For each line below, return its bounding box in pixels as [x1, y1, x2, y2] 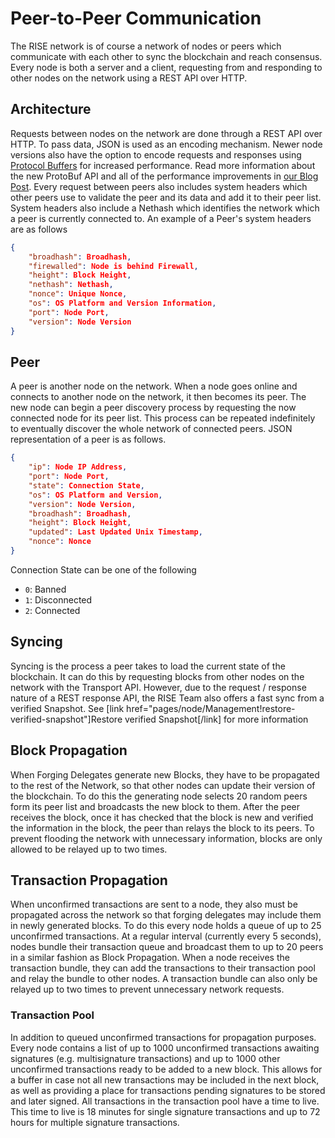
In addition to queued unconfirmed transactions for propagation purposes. [10, 1031, 317, 1043]
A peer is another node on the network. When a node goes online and [10, 380, 298, 392]
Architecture [10, 101, 92, 118]
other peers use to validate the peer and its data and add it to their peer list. [10, 191, 322, 203]
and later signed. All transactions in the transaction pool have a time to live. [10, 1095, 320, 1107]
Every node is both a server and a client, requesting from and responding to [10, 61, 323, 73]
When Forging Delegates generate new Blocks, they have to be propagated [10, 768, 320, 781]
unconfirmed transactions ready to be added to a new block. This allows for [10, 1063, 323, 1075]
